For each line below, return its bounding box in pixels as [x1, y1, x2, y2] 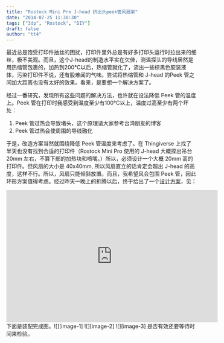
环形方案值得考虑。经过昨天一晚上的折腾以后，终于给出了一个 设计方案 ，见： [6, 178, 197, 185]
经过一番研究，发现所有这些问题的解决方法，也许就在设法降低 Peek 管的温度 [6, 92, 196, 99]
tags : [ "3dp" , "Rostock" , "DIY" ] [6, 20, 91, 26]
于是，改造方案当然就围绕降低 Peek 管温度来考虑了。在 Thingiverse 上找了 [6, 140, 192, 147]
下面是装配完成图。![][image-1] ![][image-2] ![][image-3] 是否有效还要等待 [6, 322, 190, 330]
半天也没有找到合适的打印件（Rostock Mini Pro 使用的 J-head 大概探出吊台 [6, 147, 193, 155]
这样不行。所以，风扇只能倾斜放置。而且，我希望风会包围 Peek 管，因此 [16, 170, 196, 178]
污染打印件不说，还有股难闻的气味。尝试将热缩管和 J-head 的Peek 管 [16, 71, 190, 79]
